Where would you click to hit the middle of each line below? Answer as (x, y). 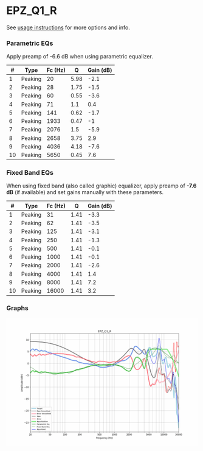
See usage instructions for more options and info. (68, 27)
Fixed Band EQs (30, 172)
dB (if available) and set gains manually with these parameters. (85, 192)
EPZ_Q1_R (32, 11)
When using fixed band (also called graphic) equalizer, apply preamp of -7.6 (101, 186)
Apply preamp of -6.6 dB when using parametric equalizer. (80, 57)
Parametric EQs (30, 43)
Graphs (17, 308)
